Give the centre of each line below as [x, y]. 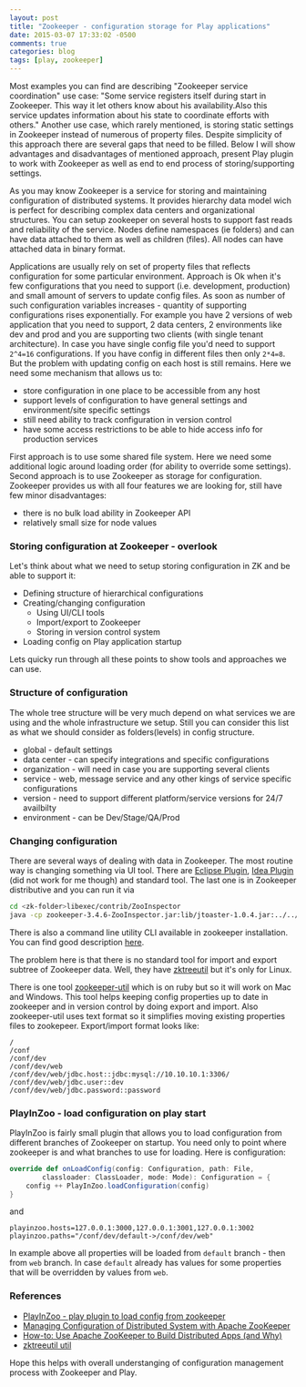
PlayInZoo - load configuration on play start [108, 1113]
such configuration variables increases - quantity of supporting [128, 305]
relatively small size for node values [90, 523]
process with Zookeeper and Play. [73, 1372]
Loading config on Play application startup [102, 642]
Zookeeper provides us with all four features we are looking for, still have [146, 485]
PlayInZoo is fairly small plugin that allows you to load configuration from [146, 1132]
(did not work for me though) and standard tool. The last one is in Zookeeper [153, 880]
